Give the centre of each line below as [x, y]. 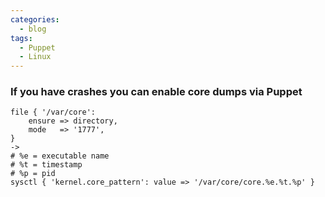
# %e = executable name [60, 156]
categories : [35, 19]
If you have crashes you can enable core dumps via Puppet [156, 92]
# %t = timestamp [46, 165]
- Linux [35, 57]
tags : [21, 38]
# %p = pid [33, 174]
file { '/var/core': [53, 112]
